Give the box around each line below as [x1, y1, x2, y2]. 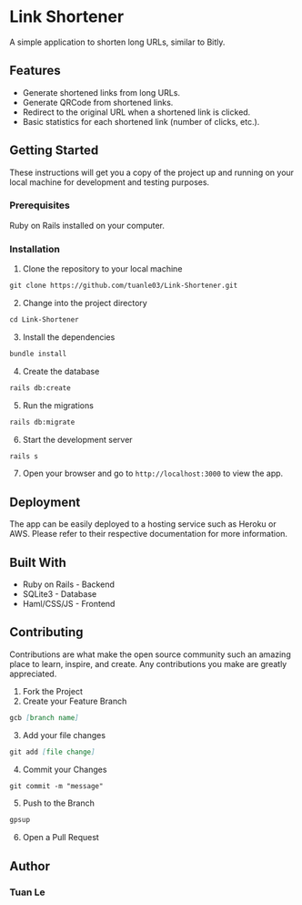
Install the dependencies [22, 331, 116, 343]
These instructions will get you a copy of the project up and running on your [9, 167, 294, 178]
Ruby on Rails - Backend [22, 579, 116, 590]
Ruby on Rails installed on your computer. [9, 220, 166, 231]
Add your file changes [22, 729, 106, 740]
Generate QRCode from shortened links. [22, 97, 174, 108]
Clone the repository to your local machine [22, 263, 183, 274]
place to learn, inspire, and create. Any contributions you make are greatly [9, 658, 287, 669]
